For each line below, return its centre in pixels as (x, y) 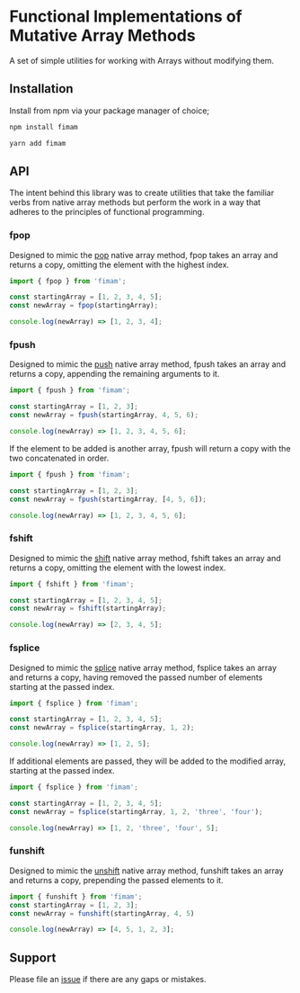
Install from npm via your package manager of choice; (110, 111)
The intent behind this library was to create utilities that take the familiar (142, 193)
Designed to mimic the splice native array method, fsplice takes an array (143, 667)
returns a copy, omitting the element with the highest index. (119, 264)
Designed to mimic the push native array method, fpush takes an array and (147, 364)
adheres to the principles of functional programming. (107, 212)
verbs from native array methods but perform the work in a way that (135, 202)
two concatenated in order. (59, 458)
